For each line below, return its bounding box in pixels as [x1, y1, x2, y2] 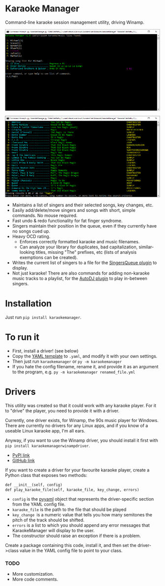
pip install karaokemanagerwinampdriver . [5, 442, 90, 448]
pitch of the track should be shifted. [12, 517, 85, 523]
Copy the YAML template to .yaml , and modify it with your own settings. [12, 353, 158, 359]
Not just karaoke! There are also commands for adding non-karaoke [12, 270, 150, 276]
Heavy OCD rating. [12, 234, 51, 239]
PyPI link [12, 452, 30, 458]
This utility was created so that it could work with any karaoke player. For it [5, 402, 156, 408]
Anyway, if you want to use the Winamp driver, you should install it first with [5, 437, 158, 443]
